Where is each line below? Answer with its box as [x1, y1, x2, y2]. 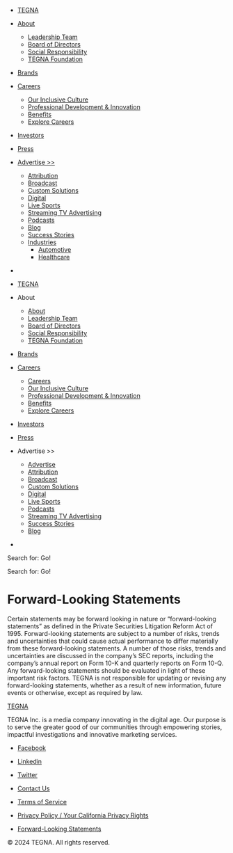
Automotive [38, 246, 72, 253]
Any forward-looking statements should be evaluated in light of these [7, 666, 206, 674]
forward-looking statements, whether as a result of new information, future [7, 681, 222, 689]
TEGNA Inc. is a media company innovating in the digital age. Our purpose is [7, 715, 227, 724]
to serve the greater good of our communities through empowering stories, [7, 723, 223, 731]
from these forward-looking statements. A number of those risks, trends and [7, 644, 226, 653]
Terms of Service [17, 797, 67, 806]
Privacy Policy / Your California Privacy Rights [17, 811, 149, 820]
